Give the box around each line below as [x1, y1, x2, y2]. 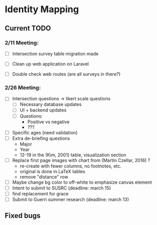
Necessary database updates [19, 101, 82, 107]
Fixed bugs [5, 211, 41, 220]
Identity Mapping [5, 4, 80, 15]
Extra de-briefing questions [12, 135, 70, 141]
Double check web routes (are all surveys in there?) [12, 71, 121, 77]
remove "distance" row [19, 174, 68, 180]
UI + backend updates [19, 107, 67, 113]
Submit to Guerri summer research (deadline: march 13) [12, 196, 129, 202]
